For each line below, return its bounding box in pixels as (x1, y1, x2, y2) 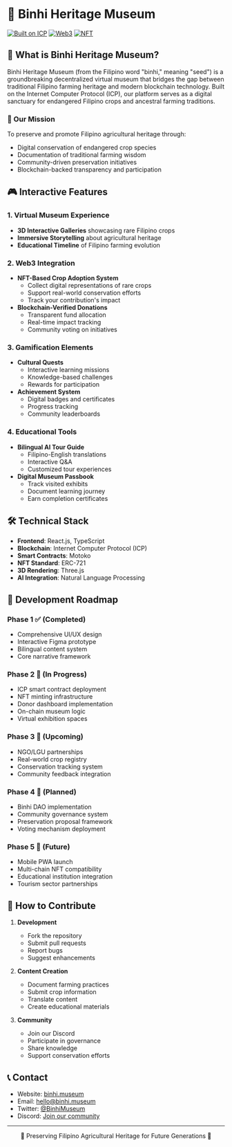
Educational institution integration (17, 872, 113, 881)
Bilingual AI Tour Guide (17, 443, 85, 451)
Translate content (27, 995, 78, 1004)
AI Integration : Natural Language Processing (17, 573, 145, 582)
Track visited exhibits (27, 479, 88, 488)
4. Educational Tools (7, 427, 77, 437)
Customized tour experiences (27, 465, 112, 473)
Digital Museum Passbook (17, 472, 95, 480)
